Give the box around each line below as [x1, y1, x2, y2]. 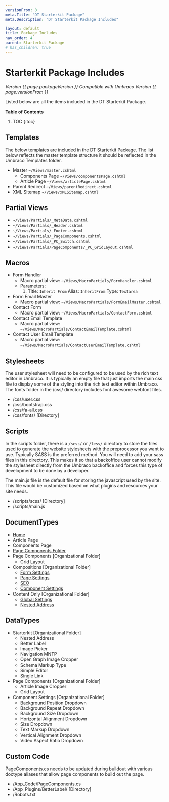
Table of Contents [5, 109, 44, 115]
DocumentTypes [5, 518, 59, 527]
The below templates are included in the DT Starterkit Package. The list [5, 147, 154, 153]
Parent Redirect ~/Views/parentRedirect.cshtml [12, 183, 112, 189]
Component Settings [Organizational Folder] [12, 694, 105, 701]
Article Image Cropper [20, 683, 67, 690]
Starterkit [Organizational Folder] [12, 630, 81, 636]
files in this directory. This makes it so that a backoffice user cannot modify [5, 457, 162, 463]
